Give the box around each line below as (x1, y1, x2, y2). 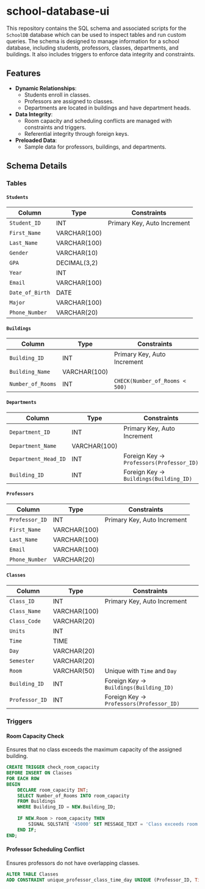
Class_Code (9, 618, 41, 625)
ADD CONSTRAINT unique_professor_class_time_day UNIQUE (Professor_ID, (6, 877, 192, 883)
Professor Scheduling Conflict (6, 846, 85, 853)
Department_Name (9, 442, 57, 449)
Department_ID (9, 428, 51, 436)
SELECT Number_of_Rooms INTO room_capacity (17, 792, 130, 799)
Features (6, 69, 41, 79)
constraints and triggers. (24, 124, 87, 131)
